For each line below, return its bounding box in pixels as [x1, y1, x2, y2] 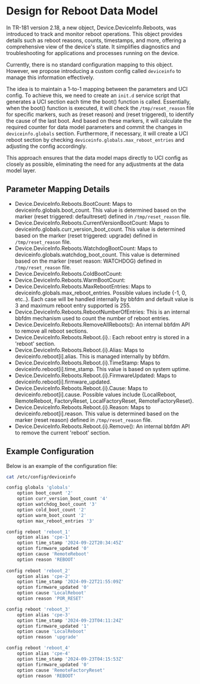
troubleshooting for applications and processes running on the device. [6, 49, 179, 56]
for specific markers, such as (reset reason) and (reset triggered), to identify [6, 111, 194, 118]
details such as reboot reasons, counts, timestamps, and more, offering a [6, 37, 186, 44]
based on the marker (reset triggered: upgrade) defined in [14, 232, 158, 239]
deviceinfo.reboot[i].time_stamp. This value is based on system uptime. [14, 365, 190, 372]
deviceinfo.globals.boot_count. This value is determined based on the [14, 206, 186, 214]
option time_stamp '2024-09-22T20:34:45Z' [17, 540, 124, 546]
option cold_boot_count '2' [17, 507, 87, 513]
